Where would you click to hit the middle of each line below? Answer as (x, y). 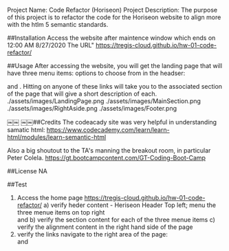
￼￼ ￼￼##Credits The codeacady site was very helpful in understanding (112, 122)
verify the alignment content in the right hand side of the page (105, 227)
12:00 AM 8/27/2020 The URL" (51, 45)
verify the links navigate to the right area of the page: (92, 234)
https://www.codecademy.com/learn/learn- (108, 130)
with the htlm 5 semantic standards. (58, 24)
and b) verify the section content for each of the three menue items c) (116, 220)
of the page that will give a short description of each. (82, 94)
